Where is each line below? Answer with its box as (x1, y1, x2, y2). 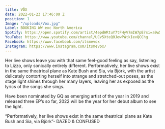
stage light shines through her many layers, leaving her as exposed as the (5, 78, 154, 84)
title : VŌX (5, 7, 27, 12)
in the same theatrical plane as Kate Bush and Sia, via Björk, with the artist (5, 67, 156, 74)
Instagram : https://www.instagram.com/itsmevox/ (5, 44, 107, 49)
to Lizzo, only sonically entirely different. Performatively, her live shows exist (5, 63, 160, 68)
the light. (5, 103, 23, 109)
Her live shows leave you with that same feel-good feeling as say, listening (5, 57, 156, 63)
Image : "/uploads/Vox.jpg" (5, 21, 60, 26)
